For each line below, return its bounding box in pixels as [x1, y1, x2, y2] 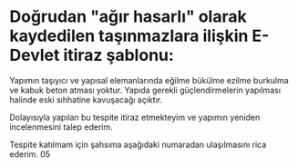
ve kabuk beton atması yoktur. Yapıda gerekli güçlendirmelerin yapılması [9, 84, 281, 95]
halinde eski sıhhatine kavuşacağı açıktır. [9, 93, 162, 105]
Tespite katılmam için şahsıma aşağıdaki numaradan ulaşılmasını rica [9, 139, 267, 150]
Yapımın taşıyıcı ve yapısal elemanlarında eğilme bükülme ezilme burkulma [9, 74, 289, 85]
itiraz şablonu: [63, 45, 175, 65]
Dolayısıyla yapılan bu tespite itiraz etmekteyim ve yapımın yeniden [9, 112, 261, 123]
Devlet [9, 45, 60, 65]
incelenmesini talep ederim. [9, 121, 114, 133]
